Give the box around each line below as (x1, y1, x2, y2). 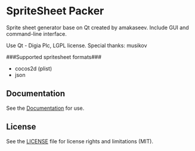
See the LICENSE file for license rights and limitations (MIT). (6, 137, 154, 144)
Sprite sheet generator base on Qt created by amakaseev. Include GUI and (6, 24, 189, 31)
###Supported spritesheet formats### (6, 53, 102, 60)
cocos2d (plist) (14, 64, 52, 72)
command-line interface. (6, 30, 67, 37)
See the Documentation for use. (6, 104, 85, 112)
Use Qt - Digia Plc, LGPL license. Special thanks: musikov (6, 42, 147, 49)
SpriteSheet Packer (6, 4, 104, 18)
